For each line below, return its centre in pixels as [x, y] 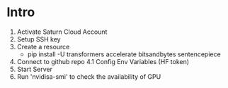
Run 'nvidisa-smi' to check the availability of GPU [89, 76]
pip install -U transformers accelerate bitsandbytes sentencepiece [124, 54]
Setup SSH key [39, 39]
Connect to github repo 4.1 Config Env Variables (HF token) [103, 61]
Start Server [34, 69]
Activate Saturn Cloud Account [62, 32]
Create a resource [43, 46]
